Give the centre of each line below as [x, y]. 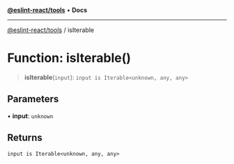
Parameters [33, 99]
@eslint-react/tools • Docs [47, 10]
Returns [25, 138]
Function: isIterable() [69, 58]
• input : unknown [30, 116]
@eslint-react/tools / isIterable [51, 30]
